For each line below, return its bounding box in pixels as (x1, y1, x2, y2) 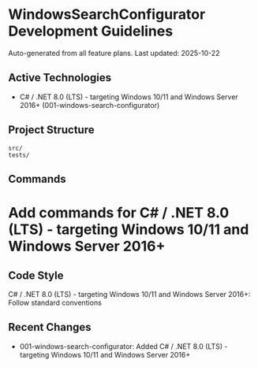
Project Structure (8, 124, 95, 137)
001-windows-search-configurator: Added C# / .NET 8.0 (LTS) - (19, 341, 228, 351)
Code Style (8, 269, 64, 282)
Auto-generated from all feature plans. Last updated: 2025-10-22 (8, 48, 220, 57)
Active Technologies (8, 71, 112, 84)
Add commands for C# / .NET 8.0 (8, 204, 230, 222)
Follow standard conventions (8, 298, 103, 307)
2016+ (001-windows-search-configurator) (19, 100, 160, 109)
